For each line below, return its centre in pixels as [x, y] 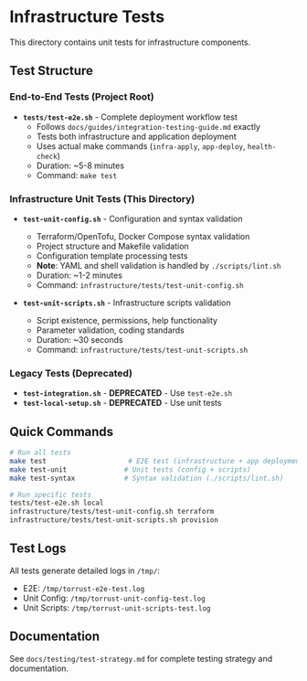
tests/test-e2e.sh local [57, 503]
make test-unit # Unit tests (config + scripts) [130, 469]
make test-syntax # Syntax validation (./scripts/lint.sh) [147, 478]
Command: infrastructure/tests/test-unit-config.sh [140, 284]
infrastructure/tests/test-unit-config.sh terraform [112, 512]
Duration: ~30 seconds [79, 339]
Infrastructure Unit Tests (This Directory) [102, 198]
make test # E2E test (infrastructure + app [134, 461]
